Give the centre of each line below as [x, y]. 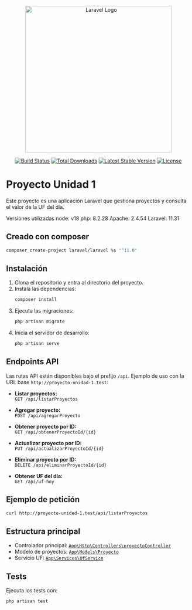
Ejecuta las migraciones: [44, 311]
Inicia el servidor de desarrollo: [52, 333]
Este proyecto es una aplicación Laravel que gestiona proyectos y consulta [96, 201]
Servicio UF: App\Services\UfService [59, 558]
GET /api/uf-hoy [34, 482]
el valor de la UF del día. [35, 207]
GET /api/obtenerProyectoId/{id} [55, 432]
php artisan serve [37, 344]
